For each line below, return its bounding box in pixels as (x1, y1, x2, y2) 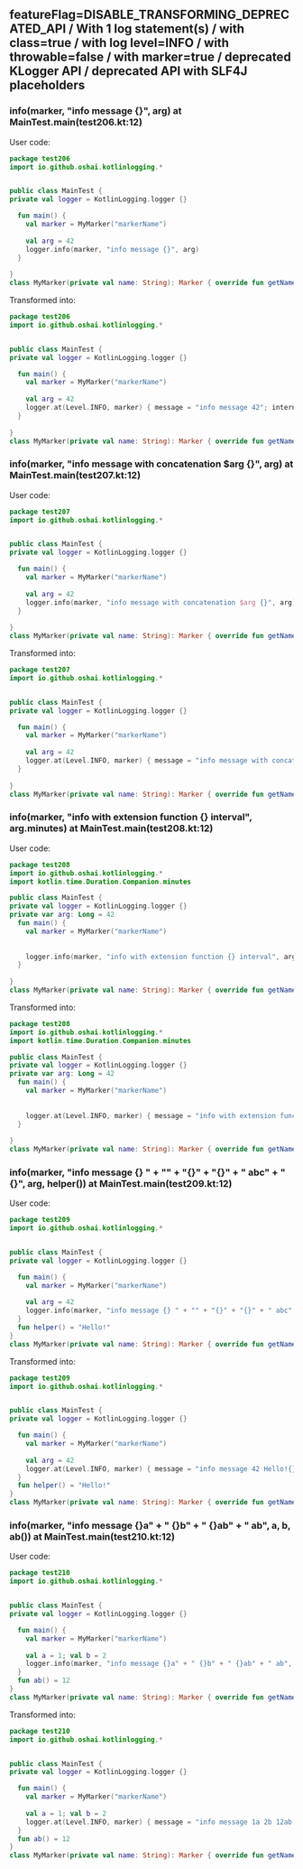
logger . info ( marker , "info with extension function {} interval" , (25, 952, 280, 961)
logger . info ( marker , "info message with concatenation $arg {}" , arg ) (25, 597, 297, 607)
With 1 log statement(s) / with (76, 22, 245, 37)
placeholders (9, 78, 86, 93)
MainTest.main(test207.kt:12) (9, 469, 142, 482)
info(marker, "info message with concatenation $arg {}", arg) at (9, 458, 294, 470)
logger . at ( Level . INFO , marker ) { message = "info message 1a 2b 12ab (25, 1818, 293, 1827)
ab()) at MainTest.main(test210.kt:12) (9, 1531, 176, 1542)
